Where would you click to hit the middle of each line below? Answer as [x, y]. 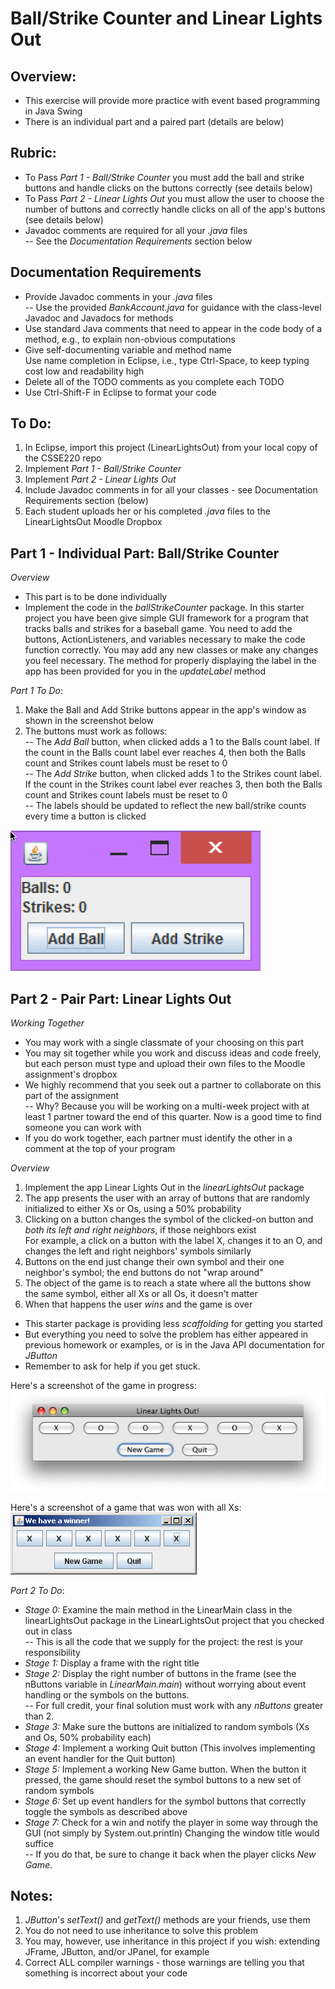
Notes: [31, 1896]
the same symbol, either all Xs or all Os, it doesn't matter [141, 1294]
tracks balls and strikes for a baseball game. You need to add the [158, 629]
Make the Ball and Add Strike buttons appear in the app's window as [165, 710]
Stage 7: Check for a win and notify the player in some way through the [171, 1822]
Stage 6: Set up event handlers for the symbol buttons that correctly [165, 1801]
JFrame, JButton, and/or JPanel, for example [117, 1952]
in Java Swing [53, 111]
